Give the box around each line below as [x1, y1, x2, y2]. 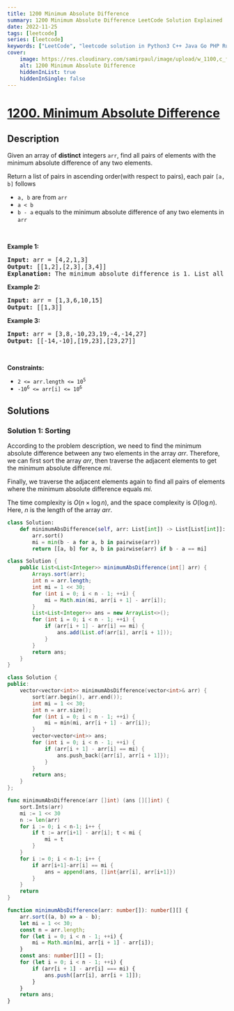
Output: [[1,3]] [7, 304, 63, 311]
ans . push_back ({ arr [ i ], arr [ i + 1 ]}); [56, 751, 170, 759]
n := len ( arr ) [19, 816, 61, 823]
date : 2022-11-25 [7, 23, 58, 30]
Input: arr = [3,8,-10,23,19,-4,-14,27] [7, 330, 148, 338]
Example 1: [7, 242, 40, 251]
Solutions [7, 405, 50, 417]
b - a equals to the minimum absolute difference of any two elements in [17, 208, 224, 216]
